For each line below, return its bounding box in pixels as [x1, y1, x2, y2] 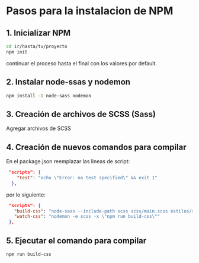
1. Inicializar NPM [6, 28, 71, 38]
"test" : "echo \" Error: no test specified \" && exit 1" [17, 175, 158, 180]
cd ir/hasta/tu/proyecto [6, 43, 68, 49]
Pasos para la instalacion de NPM [6, 4, 174, 18]
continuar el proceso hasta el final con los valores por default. [6, 59, 158, 66]
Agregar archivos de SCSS [6, 125, 71, 132]
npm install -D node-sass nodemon [6, 93, 92, 99]
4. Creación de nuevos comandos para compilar [6, 142, 187, 152]
